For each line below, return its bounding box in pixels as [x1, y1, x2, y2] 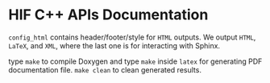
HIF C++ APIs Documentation [8, 6, 209, 24]
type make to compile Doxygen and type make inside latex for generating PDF [8, 56, 263, 66]
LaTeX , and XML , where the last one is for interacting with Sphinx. [8, 40, 220, 50]
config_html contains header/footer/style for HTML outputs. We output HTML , [8, 32, 256, 42]
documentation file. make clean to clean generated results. [8, 64, 201, 74]
